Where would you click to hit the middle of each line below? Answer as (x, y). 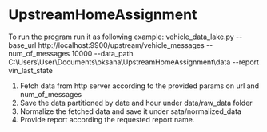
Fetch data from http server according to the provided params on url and (139, 86)
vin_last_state (31, 70)
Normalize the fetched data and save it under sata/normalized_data (131, 111)
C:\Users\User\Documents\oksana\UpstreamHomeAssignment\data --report (134, 62)
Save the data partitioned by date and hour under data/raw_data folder (136, 103)
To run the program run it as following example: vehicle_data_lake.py (121, 37)
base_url (22, 45)
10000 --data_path (102, 53)
